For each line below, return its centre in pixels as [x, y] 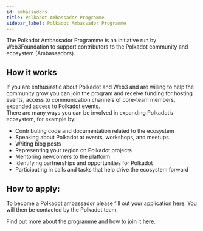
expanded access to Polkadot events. [53, 106]
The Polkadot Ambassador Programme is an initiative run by [81, 41]
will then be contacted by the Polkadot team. [62, 209]
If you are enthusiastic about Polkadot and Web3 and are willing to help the [100, 87]
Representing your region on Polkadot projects [74, 150]
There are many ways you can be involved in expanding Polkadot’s [90, 113]
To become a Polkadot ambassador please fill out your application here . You [102, 203]
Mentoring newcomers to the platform [63, 157]
